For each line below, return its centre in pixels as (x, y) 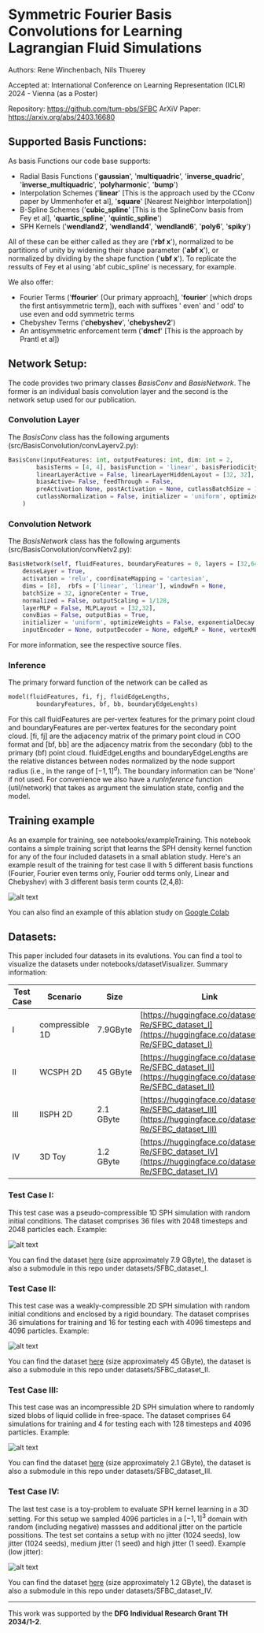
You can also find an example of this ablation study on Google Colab (119, 912)
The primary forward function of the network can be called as (108, 682)
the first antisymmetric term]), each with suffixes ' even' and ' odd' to (132, 306)
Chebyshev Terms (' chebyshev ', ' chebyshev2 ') (97, 322)
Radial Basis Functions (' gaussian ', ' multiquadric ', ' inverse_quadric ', (132, 176)
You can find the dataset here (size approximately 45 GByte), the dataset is (130, 1361)
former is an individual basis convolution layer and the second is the (118, 391)
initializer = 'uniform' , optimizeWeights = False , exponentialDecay (139, 623)
